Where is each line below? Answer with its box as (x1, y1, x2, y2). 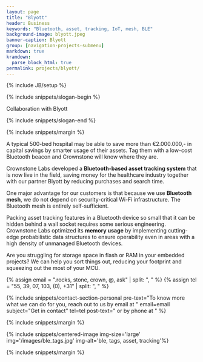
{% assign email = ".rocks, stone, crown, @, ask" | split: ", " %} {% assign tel (6, 276, 197, 283)
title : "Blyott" (6, 15, 47, 21)
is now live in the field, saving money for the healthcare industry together (6, 171, 189, 179)
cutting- (167, 227, 188, 234)
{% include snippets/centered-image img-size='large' (6, 331, 141, 338)
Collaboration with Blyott (6, 105, 68, 113)
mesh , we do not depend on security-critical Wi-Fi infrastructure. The (6, 196, 181, 203)
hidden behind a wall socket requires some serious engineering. (6, 220, 167, 228)
